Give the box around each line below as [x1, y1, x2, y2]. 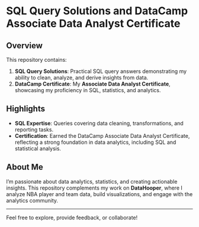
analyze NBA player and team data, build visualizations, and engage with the [6, 190, 193, 197]
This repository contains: [6, 56, 67, 63]
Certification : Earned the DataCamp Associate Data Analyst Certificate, [14, 132, 190, 139]
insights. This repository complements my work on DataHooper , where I [6, 184, 182, 191]
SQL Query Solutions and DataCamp [6, 4, 188, 18]
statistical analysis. [14, 144, 61, 152]
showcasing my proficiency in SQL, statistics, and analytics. [14, 87, 161, 93]
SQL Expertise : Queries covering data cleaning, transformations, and [14, 119, 184, 127]
